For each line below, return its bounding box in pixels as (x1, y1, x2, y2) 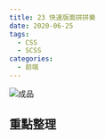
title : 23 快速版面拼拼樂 (9, 12, 96, 22)
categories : (9, 54, 53, 63)
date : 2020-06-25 (9, 21, 74, 30)
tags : (9, 29, 29, 38)
